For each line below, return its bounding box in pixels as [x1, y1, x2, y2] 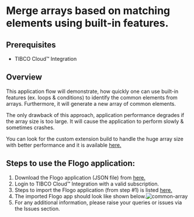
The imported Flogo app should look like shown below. [14, 192, 146, 199]
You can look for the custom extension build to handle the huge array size [6, 135, 184, 142]
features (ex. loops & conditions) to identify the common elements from [6, 94, 178, 101]
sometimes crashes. [6, 124, 55, 131]
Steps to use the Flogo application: [6, 159, 136, 168]
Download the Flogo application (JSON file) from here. [14, 174, 146, 181]
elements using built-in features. [6, 16, 169, 30]
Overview [6, 72, 43, 82]
